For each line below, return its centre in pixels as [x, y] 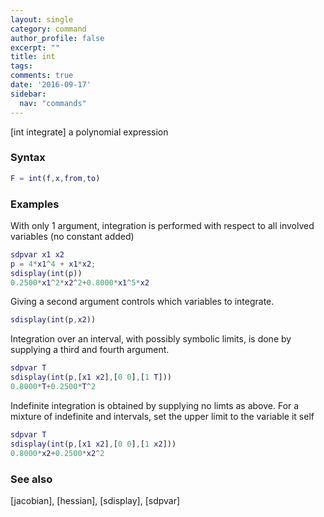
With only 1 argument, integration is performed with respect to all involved [162, 225]
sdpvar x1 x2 [37, 254]
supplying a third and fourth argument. [90, 350]
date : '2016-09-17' [51, 85]
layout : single [42, 19]
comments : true [42, 76]
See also [31, 479]
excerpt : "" [35, 47]
